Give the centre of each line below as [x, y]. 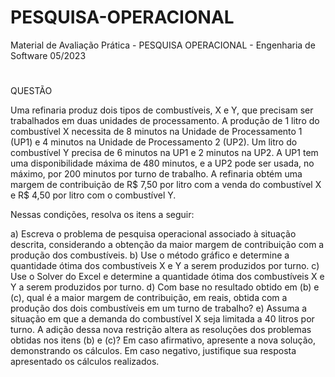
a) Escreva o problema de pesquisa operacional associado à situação [153, 234]
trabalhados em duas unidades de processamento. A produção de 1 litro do [165, 121]
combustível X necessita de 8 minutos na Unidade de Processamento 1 [156, 132]
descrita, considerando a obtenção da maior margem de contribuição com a [167, 245]
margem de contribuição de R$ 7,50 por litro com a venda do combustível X [166, 185]
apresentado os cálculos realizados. [85, 362]
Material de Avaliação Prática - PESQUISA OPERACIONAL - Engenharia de [163, 45]
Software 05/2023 [48, 55]
